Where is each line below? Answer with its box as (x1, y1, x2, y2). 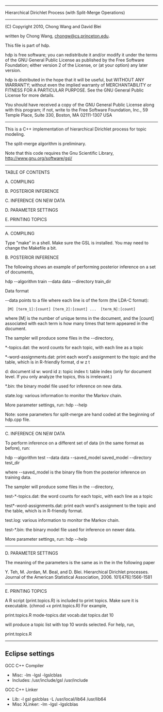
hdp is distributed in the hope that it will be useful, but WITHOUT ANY (5, 77, 145, 83)
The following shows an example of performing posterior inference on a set (5, 264, 156, 270)
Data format (5, 288, 29, 293)
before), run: (5, 445, 30, 451)
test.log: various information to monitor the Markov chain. (5, 517, 120, 523)
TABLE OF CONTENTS (5, 169, 50, 175)
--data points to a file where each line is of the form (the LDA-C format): (5, 297, 149, 303)
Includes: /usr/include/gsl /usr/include (12, 677, 88, 683)
